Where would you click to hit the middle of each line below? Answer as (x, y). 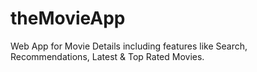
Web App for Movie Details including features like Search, (129, 46)
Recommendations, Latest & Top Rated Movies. (107, 56)
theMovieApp (68, 18)
